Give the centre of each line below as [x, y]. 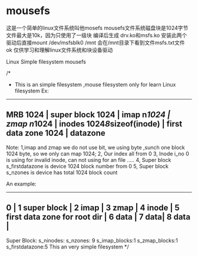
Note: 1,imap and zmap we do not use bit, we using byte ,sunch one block [96, 147]
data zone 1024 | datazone [56, 133]
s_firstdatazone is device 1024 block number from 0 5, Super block [88, 166]
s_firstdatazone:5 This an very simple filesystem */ [67, 247]
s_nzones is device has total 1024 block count [62, 172]
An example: [21, 184]
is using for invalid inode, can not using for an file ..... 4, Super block [89, 159]
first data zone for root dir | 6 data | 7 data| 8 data [98, 217]
